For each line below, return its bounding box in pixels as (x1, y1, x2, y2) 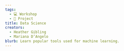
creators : (5, 25, 25, 30)
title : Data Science (5, 20, 47, 26)
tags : (5, 7, 16, 12)
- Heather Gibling (9, 30, 47, 34)
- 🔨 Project (9, 16, 34, 21)
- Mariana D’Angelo (9, 34, 49, 39)
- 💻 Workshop (9, 12, 37, 17)
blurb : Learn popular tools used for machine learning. (5, 39, 120, 44)
